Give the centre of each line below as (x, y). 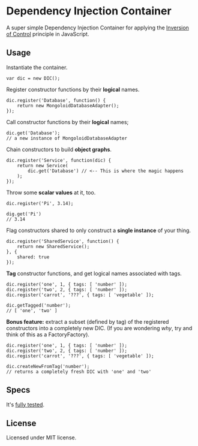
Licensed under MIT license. (41, 438)
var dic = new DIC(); (33, 78)
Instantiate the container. (37, 67)
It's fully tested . (25, 404)
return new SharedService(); (53, 246)
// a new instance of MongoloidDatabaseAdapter (67, 138)
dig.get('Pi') (24, 214)
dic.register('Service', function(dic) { (59, 160)
